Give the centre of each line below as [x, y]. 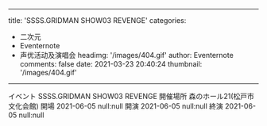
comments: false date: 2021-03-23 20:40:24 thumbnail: [111, 64]
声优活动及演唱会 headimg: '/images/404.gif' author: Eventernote [127, 55]
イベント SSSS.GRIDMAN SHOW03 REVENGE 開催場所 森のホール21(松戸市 [131, 96]
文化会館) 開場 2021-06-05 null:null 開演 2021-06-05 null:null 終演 [116, 106]
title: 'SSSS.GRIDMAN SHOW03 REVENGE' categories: [97, 20]
